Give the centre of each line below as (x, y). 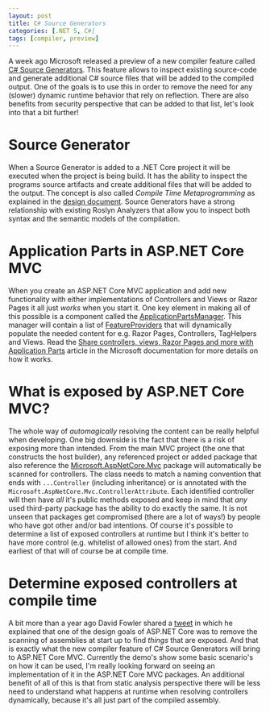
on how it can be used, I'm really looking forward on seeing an (112, 666)
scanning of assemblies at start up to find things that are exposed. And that (133, 640)
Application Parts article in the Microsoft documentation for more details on (133, 350)
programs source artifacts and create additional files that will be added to (130, 184)
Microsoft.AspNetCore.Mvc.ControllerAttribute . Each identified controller (131, 491)
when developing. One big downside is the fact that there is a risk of (122, 440)
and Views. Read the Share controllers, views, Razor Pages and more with (131, 342)
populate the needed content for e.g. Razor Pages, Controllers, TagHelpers (133, 334)
